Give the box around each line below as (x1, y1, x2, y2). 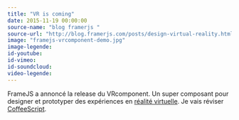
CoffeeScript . (7, 104, 47, 113)
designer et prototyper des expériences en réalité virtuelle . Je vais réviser (7, 97, 224, 105)
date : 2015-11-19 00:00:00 (7, 17, 87, 24)
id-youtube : (7, 50, 43, 58)
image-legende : (7, 43, 53, 50)
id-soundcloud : (7, 63, 53, 70)
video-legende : (7, 70, 53, 77)
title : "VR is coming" (7, 10, 75, 18)
